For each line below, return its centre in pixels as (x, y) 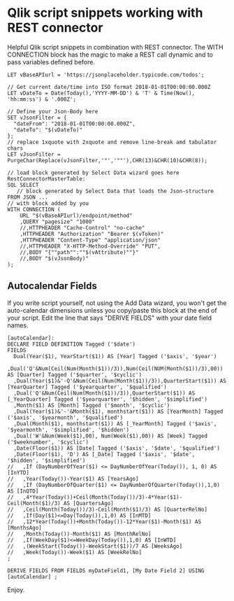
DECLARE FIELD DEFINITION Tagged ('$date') (72, 344)
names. (18, 325)
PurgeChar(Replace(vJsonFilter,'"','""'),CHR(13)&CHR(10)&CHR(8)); (108, 160)
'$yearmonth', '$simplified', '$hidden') (68, 430)
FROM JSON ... (28, 197)
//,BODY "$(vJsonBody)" (54, 258)
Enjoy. (16, 590)
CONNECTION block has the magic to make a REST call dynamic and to (110, 55)
